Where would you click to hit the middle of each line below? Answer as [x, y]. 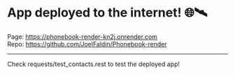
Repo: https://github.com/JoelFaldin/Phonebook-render [87, 44]
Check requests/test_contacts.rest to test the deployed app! [94, 64]
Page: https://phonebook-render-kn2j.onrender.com [82, 36]
